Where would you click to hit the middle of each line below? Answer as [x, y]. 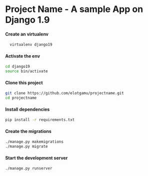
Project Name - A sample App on [74, 9]
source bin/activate [27, 71]
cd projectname [21, 98]
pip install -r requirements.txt [40, 120]
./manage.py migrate [27, 146]
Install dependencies [27, 109]
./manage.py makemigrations [34, 142]
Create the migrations [28, 131]
